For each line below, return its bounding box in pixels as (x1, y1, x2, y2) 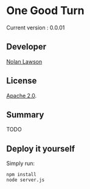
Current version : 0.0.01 (6, 24, 65, 31)
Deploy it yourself (6, 143, 75, 154)
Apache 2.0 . (6, 92, 37, 99)
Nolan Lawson (6, 57, 43, 65)
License (6, 76, 37, 86)
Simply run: (6, 160, 35, 167)
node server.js (6, 177, 45, 183)
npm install (6, 172, 36, 178)
